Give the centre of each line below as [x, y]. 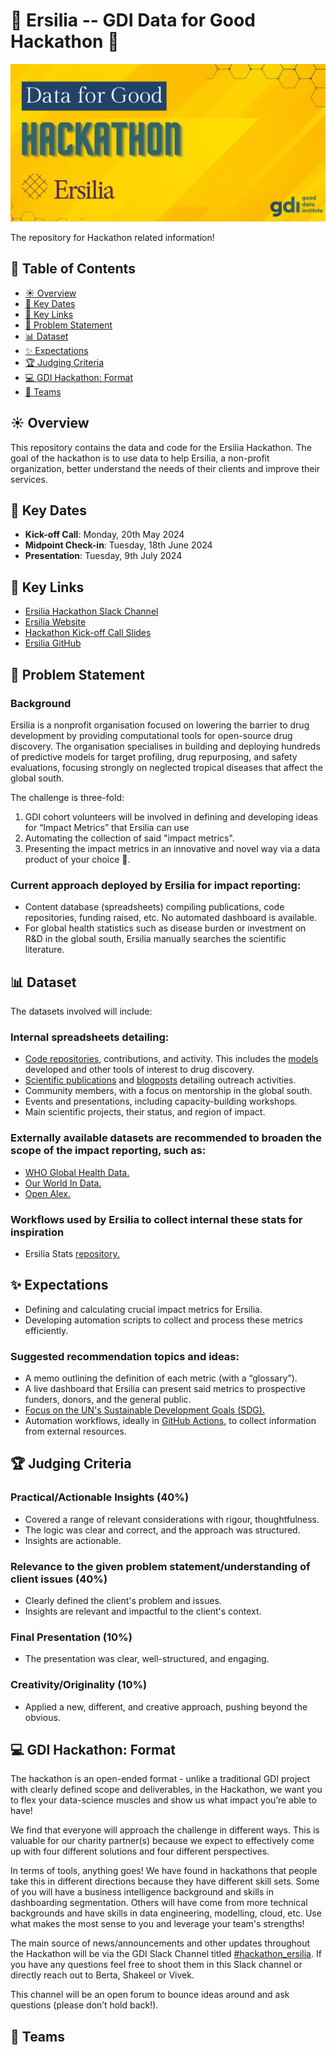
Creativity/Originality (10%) [79, 1685]
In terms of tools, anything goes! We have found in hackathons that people [164, 1871]
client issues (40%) [59, 1579]
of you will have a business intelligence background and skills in [142, 1892]
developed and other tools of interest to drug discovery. [139, 1070]
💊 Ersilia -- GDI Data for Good [133, 20]
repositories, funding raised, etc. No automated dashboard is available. [171, 918]
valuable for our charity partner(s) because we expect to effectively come [162, 1841]
